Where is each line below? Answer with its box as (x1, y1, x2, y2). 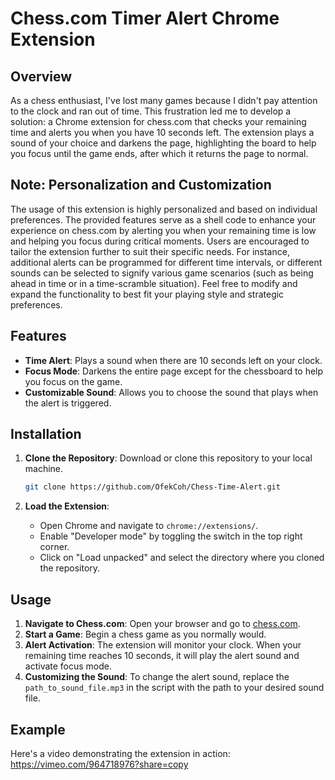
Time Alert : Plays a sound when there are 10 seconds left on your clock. (24, 354, 323, 366)
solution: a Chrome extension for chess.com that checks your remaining (10, 116, 307, 127)
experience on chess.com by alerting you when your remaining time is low (10, 224, 317, 236)
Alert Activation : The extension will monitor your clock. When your (24, 639, 302, 651)
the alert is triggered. (24, 397, 112, 409)
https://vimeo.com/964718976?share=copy (10, 758, 189, 770)
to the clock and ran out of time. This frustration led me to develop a (10, 105, 292, 117)
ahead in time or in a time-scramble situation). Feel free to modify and (10, 277, 298, 289)
